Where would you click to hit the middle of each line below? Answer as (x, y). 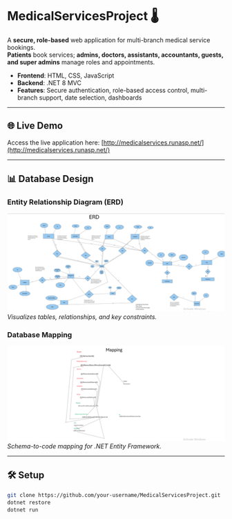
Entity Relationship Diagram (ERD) (66, 202)
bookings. (21, 47)
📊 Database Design (50, 179)
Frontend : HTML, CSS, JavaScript (66, 75)
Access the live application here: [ (56, 143)
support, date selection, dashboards (90, 98)
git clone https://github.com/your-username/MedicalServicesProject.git (114, 495)
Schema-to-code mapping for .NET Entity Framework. (85, 446)
